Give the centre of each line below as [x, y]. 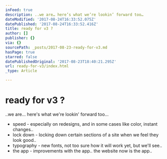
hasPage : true [20, 52]
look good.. [24, 140]
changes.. [23, 129]
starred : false [21, 57]
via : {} [13, 43]
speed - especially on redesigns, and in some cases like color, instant [85, 124]
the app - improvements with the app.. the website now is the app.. [82, 151]
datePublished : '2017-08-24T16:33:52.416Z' [52, 24]
